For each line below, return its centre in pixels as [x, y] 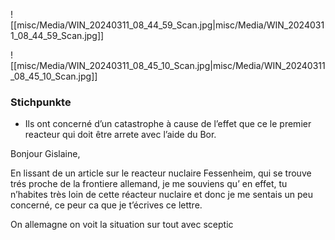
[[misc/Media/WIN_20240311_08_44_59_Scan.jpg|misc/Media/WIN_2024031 [167, 25]
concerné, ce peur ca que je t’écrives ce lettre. [106, 205]
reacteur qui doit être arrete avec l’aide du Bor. [120, 135]
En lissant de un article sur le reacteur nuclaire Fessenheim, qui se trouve [161, 173]
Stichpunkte [41, 102]
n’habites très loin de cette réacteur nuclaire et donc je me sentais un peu [162, 195]
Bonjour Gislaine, [45, 154]
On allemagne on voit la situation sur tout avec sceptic [122, 225]
